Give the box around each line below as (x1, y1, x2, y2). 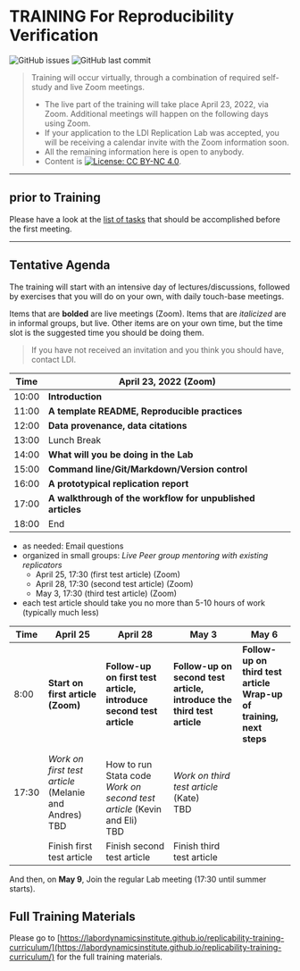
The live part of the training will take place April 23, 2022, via (44, 98, 270, 109)
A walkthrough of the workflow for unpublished (47, 491, 256, 504)
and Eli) (105, 814, 138, 826)
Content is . (44, 155, 182, 166)
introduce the (172, 693, 232, 706)
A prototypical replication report (47, 477, 189, 490)
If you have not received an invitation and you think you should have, (30, 344, 284, 355)
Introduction (47, 390, 103, 403)
